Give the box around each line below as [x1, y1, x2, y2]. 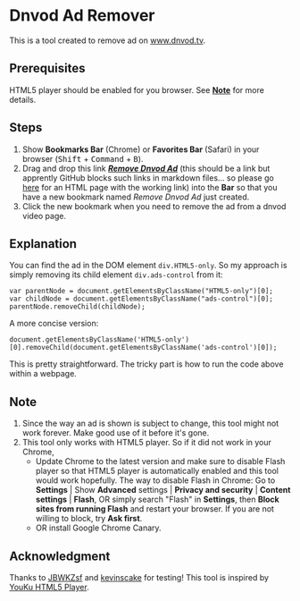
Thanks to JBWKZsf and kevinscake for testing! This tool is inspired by [9, 572, 270, 582]
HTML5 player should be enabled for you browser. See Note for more [9, 84, 265, 95]
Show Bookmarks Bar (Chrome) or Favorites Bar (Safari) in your [21, 144, 260, 155]
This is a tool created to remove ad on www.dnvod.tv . [9, 35, 206, 46]
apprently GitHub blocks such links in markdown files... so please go [21, 172, 274, 183]
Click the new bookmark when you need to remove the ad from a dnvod [21, 200, 287, 211]
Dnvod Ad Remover [9, 5, 155, 26]
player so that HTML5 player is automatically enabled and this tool [35, 466, 279, 477]
